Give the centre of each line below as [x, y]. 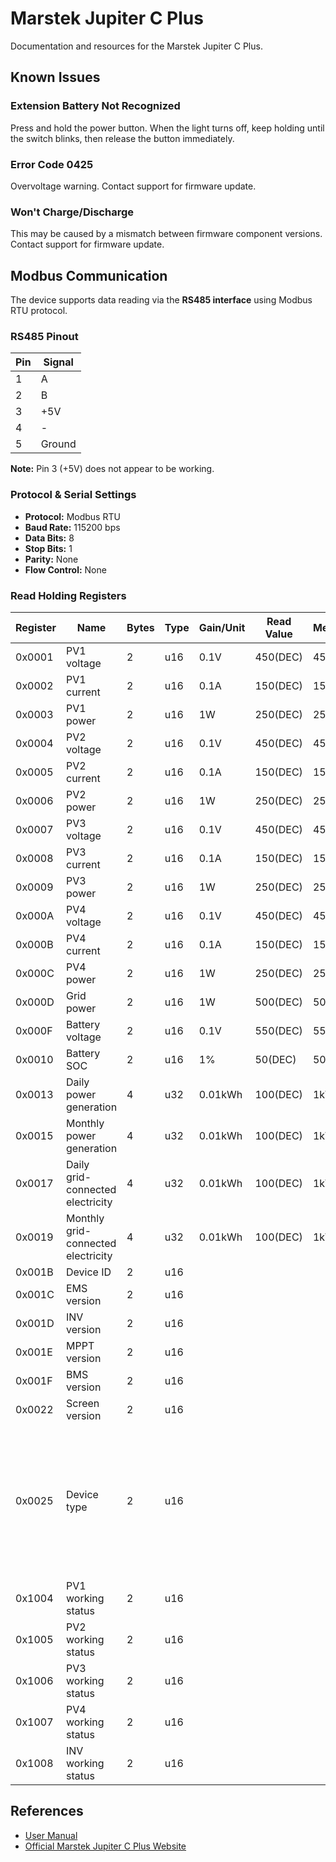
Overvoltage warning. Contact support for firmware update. [133, 186]
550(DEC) [278, 1030]
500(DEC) [278, 1002]
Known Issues [55, 77]
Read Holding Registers [68, 595]
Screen [83, 1403]
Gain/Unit [222, 627]
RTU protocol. [39, 311]
